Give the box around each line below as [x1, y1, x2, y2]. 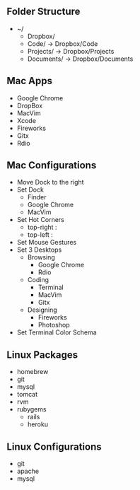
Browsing [27, 253, 56, 262]
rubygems [16, 405, 47, 414]
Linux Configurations [6, 441, 102, 453]
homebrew [16, 368, 49, 376]
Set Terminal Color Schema [16, 328, 97, 337]
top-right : [27, 223, 57, 232]
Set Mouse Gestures [16, 238, 77, 247]
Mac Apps [6, 75, 53, 87]
